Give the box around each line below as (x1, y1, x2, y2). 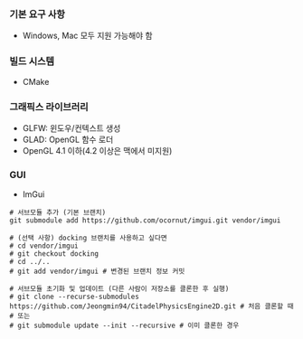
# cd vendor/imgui (9, 241, 79, 250)
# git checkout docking (9, 250, 99, 259)
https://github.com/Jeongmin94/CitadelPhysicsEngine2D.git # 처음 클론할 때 (9, 302, 294, 311)
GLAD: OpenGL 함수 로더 (22, 134, 114, 145)
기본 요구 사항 (9, 7, 66, 20)
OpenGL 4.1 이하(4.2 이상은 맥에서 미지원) (22, 145, 173, 155)
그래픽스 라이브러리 (9, 100, 89, 113)
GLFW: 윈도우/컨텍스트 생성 (22, 122, 121, 133)
